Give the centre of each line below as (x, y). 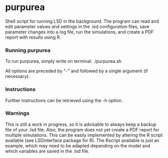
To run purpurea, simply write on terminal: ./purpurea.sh (63, 61)
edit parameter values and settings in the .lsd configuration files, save (77, 26)
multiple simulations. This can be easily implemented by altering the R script (84, 135)
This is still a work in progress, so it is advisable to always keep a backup (81, 124)
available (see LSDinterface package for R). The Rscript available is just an (82, 140)
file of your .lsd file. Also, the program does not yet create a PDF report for (82, 129)
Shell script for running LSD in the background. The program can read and (82, 21)
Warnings (17, 113)
